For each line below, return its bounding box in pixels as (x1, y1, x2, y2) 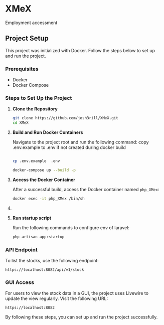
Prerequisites (5, 65, 39, 72)
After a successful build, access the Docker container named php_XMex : (12, 186, 159, 192)
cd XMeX (12, 120, 29, 125)
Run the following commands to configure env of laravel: (12, 224, 129, 231)
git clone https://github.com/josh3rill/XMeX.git (12, 116, 119, 121)
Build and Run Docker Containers (12, 129, 83, 135)
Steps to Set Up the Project (5, 94, 72, 101)
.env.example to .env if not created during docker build (12, 144, 126, 150)
